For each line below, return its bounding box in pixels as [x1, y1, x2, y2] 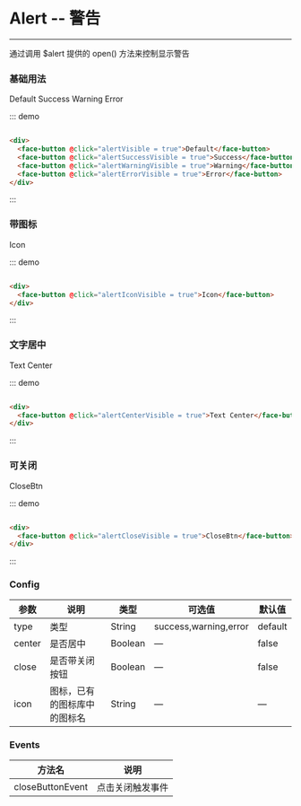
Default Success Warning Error [9, 93, 124, 104]
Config [9, 578, 40, 591]
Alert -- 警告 [9, 8, 101, 29]
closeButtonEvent [13, 780, 88, 793]
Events [9, 739, 40, 751]
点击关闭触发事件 [96, 781, 168, 793]
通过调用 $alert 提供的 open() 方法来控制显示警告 [9, 48, 190, 58]
